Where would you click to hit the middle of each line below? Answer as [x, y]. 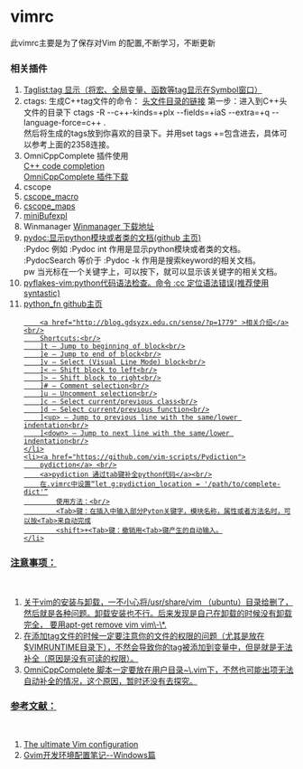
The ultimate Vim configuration [81, 744]
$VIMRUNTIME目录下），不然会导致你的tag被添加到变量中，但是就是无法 [158, 647]
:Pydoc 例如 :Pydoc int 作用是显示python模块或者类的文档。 [134, 249]
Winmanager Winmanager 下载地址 [89, 227]
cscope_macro [51, 197]
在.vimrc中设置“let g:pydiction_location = [120, 484]
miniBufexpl [45, 216]
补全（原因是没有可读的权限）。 [81, 658]
